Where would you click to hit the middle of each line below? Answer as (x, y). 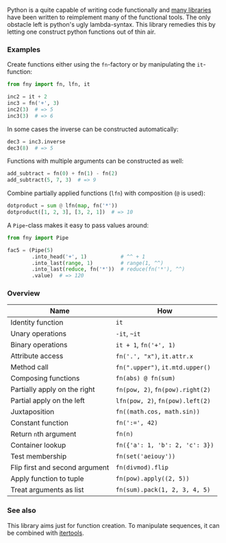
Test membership (39, 457)
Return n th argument (43, 434)
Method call (30, 367)
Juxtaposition (33, 412)
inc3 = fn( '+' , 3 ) (33, 103)
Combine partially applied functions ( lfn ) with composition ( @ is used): (106, 193)
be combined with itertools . (46, 533)
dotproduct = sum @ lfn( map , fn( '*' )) (62, 206)
